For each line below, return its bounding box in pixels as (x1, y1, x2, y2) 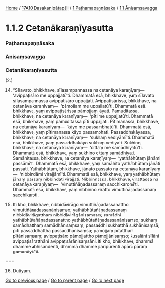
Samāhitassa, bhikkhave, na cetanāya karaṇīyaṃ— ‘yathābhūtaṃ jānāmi (12, 155, 161, 161)
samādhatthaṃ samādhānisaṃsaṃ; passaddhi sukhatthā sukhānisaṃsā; (12, 222, 160, 228)
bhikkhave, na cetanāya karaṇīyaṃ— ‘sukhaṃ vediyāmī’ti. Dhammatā (12, 134, 155, 141)
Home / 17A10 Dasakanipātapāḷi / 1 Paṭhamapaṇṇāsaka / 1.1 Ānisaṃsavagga (5, 5, 158, 11)
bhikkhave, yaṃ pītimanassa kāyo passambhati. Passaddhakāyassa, (12, 129, 152, 135)
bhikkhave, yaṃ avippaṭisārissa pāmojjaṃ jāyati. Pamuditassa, (12, 108, 139, 114)
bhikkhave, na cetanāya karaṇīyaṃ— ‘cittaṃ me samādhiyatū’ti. (12, 145, 143, 151)
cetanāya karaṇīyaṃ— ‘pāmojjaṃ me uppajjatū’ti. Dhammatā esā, (12, 103, 147, 109)
